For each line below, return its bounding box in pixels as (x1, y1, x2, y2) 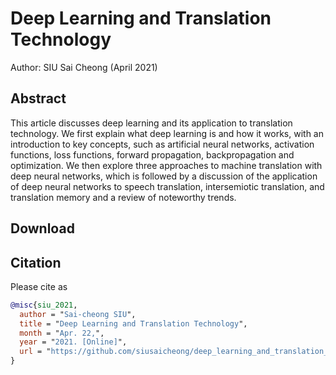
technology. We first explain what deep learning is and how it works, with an (10, 127, 324, 139)
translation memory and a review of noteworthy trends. (10, 191, 237, 203)
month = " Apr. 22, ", (19, 328, 105, 338)
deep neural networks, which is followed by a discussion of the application (10, 170, 318, 182)
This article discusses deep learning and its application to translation (10, 117, 293, 129)
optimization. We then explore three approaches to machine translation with (10, 159, 323, 171)
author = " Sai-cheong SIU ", (19, 309, 137, 319)
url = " (19, 347, 52, 357)
